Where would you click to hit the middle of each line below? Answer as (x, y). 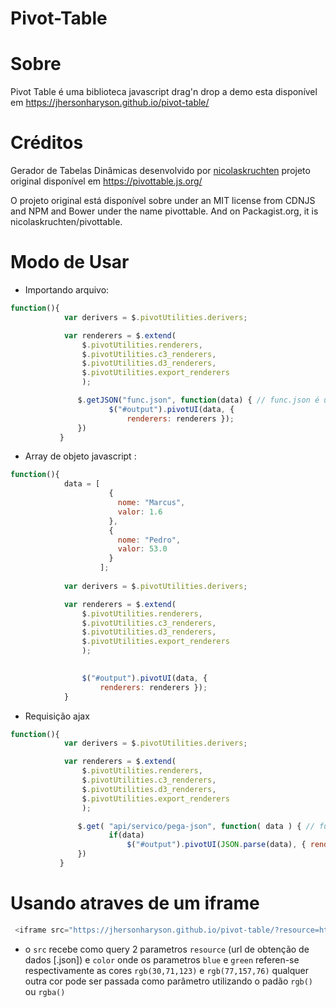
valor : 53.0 (142, 549)
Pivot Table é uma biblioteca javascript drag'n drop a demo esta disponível (164, 92)
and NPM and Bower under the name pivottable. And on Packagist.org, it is (164, 211)
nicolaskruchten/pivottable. (66, 222)
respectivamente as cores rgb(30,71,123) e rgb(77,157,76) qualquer (166, 970)
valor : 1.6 (140, 512)
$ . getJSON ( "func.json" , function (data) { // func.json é (198, 400)
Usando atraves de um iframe (135, 903)
